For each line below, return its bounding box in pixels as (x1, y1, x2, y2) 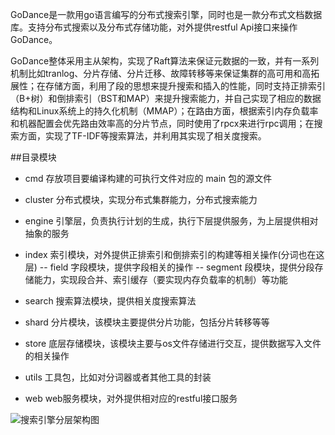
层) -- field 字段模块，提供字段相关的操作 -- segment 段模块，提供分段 (24, 261, 315, 273)
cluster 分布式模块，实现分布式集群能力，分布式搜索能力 (24, 194, 258, 205)
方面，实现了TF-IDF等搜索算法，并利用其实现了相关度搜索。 (18, 130, 267, 142)
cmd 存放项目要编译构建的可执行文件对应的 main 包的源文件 (24, 173, 273, 184)
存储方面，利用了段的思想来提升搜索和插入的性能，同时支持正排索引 (44, 80, 326, 92)
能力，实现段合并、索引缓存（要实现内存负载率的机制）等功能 (33, 274, 288, 285)
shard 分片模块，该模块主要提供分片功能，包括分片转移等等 (24, 316, 270, 328)
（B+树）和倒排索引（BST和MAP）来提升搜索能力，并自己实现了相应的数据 (10, 93, 322, 104)
